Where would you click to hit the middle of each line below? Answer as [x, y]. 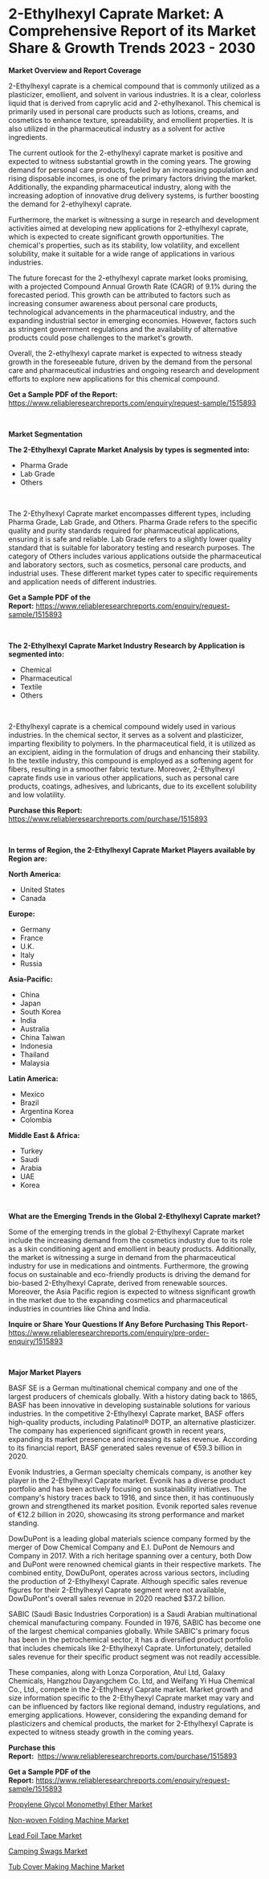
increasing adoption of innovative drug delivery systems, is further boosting [134, 195]
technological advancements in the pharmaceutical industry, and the [122, 312]
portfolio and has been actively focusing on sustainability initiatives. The [128, 1488]
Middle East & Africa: [44, 1135]
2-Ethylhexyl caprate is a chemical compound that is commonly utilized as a [134, 86]
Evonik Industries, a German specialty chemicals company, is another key [130, 1472]
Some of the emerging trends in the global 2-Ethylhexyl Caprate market [126, 1231]
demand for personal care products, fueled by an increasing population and [133, 170]
